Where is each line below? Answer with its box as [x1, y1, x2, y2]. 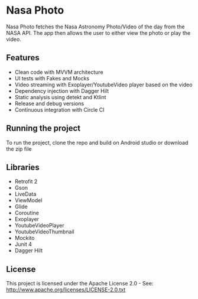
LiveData [14, 190, 37, 198]
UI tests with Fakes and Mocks [14, 74, 90, 82]
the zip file [6, 145, 32, 152]
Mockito [14, 235, 35, 242]
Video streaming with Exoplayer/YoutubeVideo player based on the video [14, 81, 193, 88]
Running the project [6, 123, 81, 134]
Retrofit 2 [14, 178, 38, 185]
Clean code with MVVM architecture [14, 69, 103, 76]
